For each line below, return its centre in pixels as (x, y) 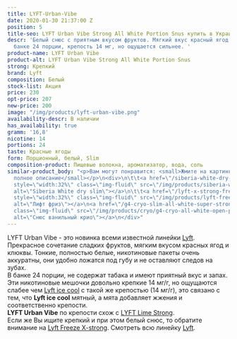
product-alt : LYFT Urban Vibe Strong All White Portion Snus (99, 60)
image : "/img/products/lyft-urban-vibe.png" (74, 112)
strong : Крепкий (31, 66)
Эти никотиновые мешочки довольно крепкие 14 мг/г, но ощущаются (112, 282)
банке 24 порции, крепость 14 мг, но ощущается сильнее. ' (102, 47)
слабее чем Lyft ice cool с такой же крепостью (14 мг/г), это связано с (114, 290)
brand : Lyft (25, 73)
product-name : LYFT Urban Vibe (53, 54)
